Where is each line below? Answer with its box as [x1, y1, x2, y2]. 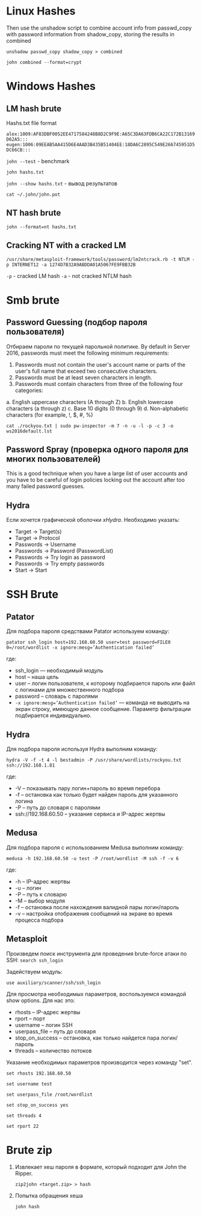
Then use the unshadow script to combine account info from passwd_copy [6, 24, 192, 31]
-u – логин [14, 884, 42, 892]
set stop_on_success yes [6, 1102, 69, 1108]
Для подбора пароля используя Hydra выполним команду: [6, 745, 158, 753]
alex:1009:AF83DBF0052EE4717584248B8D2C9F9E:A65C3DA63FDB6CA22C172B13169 [6, 131, 196, 137]
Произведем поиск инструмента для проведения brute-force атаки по [6, 950, 187, 957]
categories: [14, 387, 43, 394]
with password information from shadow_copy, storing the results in [6, 30, 175, 37]
